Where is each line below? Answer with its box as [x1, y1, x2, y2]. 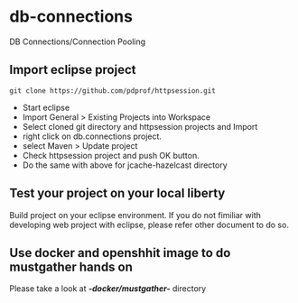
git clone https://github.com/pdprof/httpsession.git [9, 86, 217, 96]
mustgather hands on [9, 259, 134, 274]
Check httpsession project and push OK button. [22, 150, 200, 161]
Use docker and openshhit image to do [9, 245, 231, 261]
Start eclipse [22, 102, 70, 113]
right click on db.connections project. [22, 131, 163, 142]
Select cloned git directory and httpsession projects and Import [22, 121, 258, 132]
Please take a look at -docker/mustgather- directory [9, 283, 207, 294]
